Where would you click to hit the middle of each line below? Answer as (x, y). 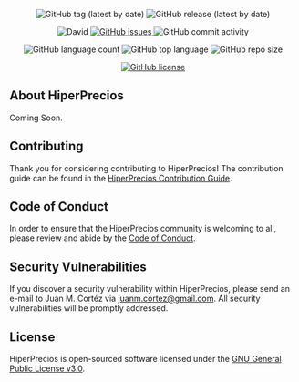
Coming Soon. (36, 118)
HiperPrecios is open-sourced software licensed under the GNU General (145, 359)
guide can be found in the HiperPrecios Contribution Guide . (121, 178)
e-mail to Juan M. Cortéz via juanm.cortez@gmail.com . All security (135, 299)
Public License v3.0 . (47, 368)
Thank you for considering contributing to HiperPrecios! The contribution (147, 168)
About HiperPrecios (67, 96)
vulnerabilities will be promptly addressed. (89, 308)
